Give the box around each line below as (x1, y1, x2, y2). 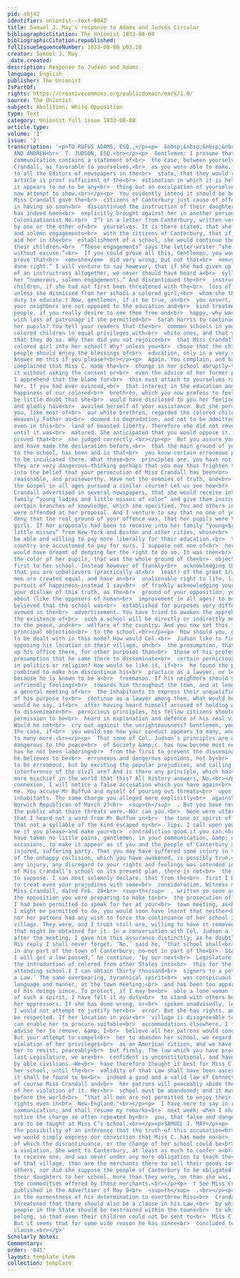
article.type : (7, 123, 50, 131)
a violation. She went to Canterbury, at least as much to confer (14, 1146, 216, 1154)
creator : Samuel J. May (7, 51, 79, 58)
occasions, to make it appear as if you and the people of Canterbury (14, 841, 229, 848)
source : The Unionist (7, 97, 72, 104)
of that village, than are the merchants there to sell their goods (14, 1160, 222, 1167)
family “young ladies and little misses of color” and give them (14, 495, 213, 502)
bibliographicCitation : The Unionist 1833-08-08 (7, 30, 155, 38)
